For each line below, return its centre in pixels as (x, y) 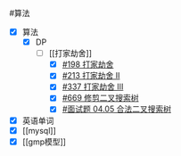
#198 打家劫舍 (88, 64)
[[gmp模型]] (44, 142)
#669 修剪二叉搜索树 (101, 98)
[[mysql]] (39, 130)
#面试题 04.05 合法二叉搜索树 (117, 109)
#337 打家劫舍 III (93, 86)
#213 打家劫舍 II (91, 76)
